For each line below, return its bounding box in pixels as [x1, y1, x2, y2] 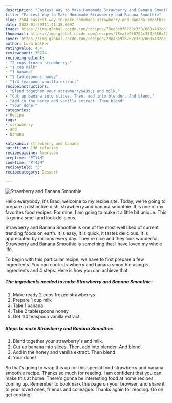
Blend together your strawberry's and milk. [12, 338, 103, 344]
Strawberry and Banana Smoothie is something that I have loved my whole [5, 241, 162, 247]
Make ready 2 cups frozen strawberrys [12, 292, 95, 298]
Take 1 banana [12, 302, 44, 309]
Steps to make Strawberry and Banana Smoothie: [5, 325, 114, 332]
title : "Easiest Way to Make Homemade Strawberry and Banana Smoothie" [5, 12, 161, 17]
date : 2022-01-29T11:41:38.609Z [5, 22, 74, 27]
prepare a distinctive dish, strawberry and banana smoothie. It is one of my [5, 203, 164, 209]
